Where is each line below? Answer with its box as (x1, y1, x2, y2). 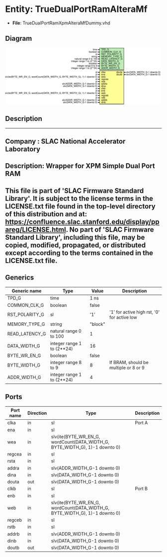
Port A (135, 420, 148, 426)
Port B (135, 486, 148, 492)
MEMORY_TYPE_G (7, 321, 45, 327)
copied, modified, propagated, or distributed (5, 241, 146, 249)
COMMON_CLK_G (7, 302, 44, 308)
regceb (7, 517, 22, 523)
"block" (89, 321, 105, 327)
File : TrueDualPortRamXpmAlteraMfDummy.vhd (12, 20, 110, 26)
